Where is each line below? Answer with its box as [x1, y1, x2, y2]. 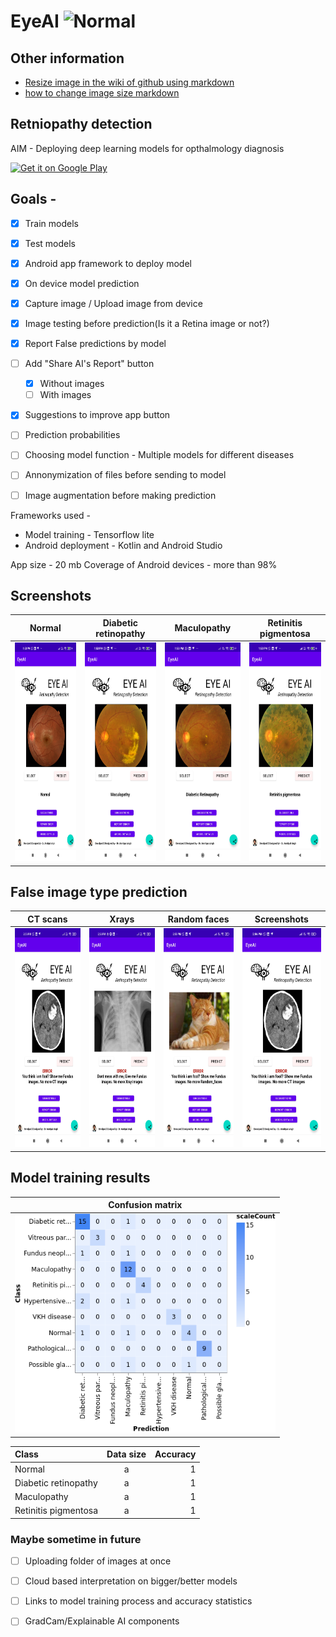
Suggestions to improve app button [24, 409, 171, 421]
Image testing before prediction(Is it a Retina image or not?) [24, 317, 270, 329]
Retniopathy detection [10, 116, 153, 133]
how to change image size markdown [24, 87, 180, 99]
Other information [10, 50, 125, 67]
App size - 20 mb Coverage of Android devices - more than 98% [10, 558, 278, 570]
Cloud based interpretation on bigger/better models [24, 1575, 238, 1587]
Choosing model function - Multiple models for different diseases [24, 449, 295, 461]
